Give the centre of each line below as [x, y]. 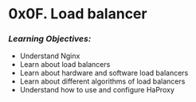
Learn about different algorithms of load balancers [102, 81]
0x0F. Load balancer [78, 14]
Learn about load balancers [65, 65]
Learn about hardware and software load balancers [104, 73]
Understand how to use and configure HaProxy [97, 90]
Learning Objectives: [50, 39]
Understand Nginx [50, 56]
